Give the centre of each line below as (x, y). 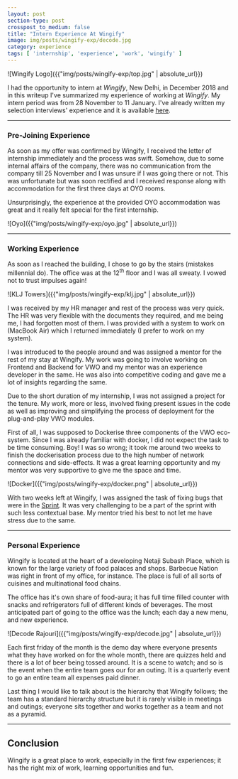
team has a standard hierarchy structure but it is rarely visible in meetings (114, 699)
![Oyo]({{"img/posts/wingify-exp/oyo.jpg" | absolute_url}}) (92, 224)
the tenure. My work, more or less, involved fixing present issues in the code (119, 404)
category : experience (39, 47)
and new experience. (38, 620)
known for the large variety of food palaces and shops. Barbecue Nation (113, 569)
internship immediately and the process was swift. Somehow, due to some (116, 159)
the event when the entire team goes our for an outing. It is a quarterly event (119, 670)
